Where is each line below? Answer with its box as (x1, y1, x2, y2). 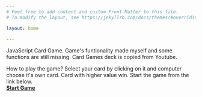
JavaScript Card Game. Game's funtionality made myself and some (6, 47, 173, 54)
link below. (6, 78, 33, 85)
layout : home (6, 25, 39, 31)
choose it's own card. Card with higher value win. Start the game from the (6, 72, 189, 79)
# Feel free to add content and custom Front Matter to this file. (6, 8, 179, 15)
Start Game (6, 84, 35, 92)
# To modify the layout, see (6, 14, 79, 20)
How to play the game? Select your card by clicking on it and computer (6, 65, 182, 72)
